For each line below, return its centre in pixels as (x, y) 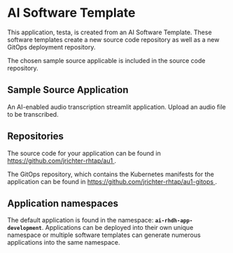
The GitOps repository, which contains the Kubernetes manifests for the (111, 174)
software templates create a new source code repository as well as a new (113, 39)
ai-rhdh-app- (174, 221)
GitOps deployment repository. (51, 47)
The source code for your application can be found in (84, 153)
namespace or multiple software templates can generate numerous (104, 235)
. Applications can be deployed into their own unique (118, 228)
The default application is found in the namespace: (80, 220)
